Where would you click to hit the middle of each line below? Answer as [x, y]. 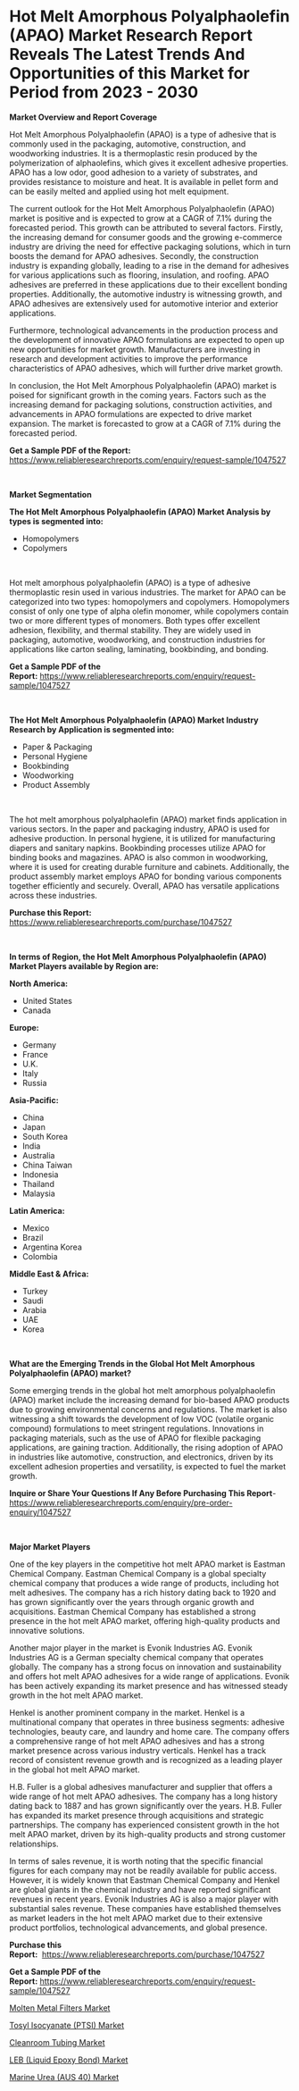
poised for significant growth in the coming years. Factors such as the [138, 395]
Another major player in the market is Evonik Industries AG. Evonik [131, 1648]
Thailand [38, 1184]
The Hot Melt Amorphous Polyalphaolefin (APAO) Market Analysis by [140, 512]
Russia [34, 1083]
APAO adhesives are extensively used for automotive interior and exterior [144, 303]
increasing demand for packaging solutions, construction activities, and [141, 405]
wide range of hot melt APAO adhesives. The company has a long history [144, 1796]
